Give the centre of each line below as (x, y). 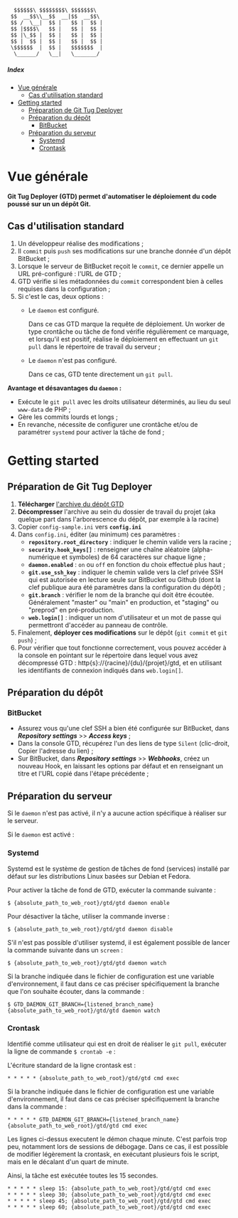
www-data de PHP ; (44, 409)
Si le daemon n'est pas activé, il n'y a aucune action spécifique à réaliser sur (117, 813)
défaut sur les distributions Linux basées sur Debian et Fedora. (99, 876)
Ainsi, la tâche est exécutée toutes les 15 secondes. (83, 1175)
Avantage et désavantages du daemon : (65, 388)
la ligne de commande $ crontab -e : (61, 1051)
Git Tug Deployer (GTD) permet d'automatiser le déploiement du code (112, 196)
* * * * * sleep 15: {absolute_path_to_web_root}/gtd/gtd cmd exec (109, 1188)
